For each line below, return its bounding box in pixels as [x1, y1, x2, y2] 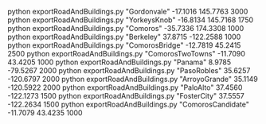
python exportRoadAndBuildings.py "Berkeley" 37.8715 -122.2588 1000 [7, 32, 241, 41]
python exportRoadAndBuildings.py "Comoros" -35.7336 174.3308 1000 [7, 24, 244, 33]
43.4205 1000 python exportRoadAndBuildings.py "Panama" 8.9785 [7, 57, 232, 67]
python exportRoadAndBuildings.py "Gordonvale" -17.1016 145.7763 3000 [7, 7, 248, 16]
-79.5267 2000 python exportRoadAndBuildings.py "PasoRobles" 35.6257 [7, 66, 251, 75]
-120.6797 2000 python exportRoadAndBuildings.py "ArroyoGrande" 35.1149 [7, 75, 258, 83]
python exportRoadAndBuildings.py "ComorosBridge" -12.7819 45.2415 [7, 41, 241, 50]
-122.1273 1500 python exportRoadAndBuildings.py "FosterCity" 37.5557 [7, 91, 244, 100]
